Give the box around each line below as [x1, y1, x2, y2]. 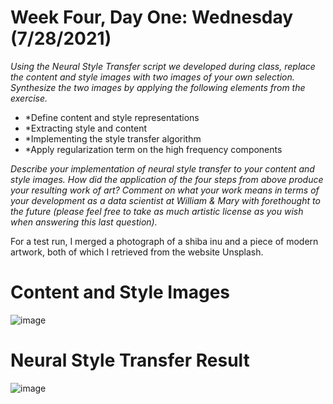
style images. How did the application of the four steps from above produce [10, 173, 324, 185]
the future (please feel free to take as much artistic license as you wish [10, 205, 304, 217]
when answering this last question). [10, 216, 158, 228]
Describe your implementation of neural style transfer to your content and [10, 162, 315, 175]
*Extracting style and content [24, 122, 148, 134]
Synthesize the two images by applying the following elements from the [10, 81, 306, 93]
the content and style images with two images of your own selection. [10, 71, 295, 83]
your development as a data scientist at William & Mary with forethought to [10, 194, 321, 206]
